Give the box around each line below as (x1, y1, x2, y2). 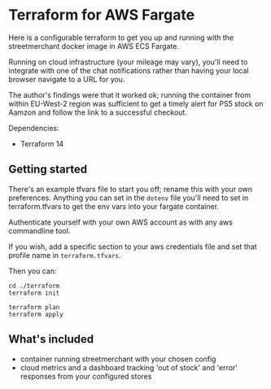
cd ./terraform (8, 282, 60, 290)
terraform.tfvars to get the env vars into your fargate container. (8, 201, 220, 211)
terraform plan (8, 303, 60, 311)
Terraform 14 (20, 138, 64, 148)
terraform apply (8, 310, 63, 318)
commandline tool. (8, 225, 71, 235)
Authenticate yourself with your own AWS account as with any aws (8, 217, 234, 227)
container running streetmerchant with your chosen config (20, 354, 216, 364)
